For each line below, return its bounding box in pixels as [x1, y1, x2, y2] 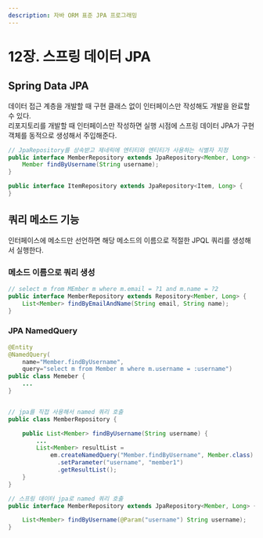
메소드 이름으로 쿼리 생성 [8, 267, 95, 278]
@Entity [8, 343, 34, 351]
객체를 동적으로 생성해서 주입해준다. [8, 130, 117, 140]
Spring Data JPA [8, 79, 89, 93]
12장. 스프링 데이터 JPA [8, 48, 151, 65]
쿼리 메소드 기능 [8, 213, 80, 227]
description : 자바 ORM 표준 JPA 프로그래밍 [8, 11, 138, 20]
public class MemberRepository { [8, 415, 117, 423]
